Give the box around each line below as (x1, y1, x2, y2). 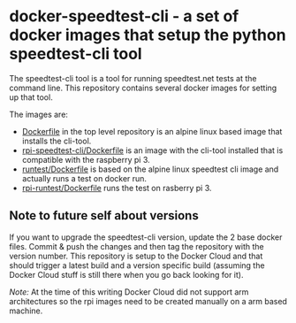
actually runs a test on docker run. (21, 173, 148, 183)
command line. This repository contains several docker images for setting (9, 82, 277, 93)
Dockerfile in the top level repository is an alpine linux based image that (21, 126, 283, 136)
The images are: (9, 109, 69, 119)
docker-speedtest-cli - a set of (9, 6, 239, 27)
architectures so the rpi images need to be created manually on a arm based (9, 296, 287, 306)
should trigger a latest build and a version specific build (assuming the (9, 259, 265, 271)
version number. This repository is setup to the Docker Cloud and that (9, 250, 263, 261)
